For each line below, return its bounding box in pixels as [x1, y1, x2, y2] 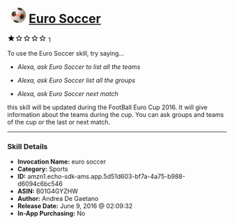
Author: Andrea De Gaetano [17, 195, 99, 203]
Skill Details [7, 141, 48, 151]
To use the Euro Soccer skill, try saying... [7, 49, 125, 57]
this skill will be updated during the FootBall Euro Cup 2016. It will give [7, 103, 208, 111]
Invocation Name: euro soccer [17, 157, 107, 166]
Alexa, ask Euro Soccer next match [17, 89, 118, 97]
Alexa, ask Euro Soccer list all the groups [17, 76, 136, 84]
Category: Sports [17, 165, 68, 173]
